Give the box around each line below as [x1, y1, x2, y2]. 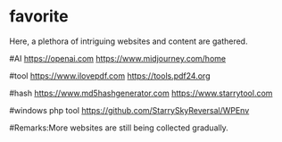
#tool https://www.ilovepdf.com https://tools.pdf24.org [9, 70, 211, 81]
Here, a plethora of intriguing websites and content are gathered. [9, 36, 248, 46]
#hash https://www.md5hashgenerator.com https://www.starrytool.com [9, 88, 273, 98]
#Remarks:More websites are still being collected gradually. [9, 122, 229, 133]
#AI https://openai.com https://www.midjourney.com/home [9, 53, 226, 63]
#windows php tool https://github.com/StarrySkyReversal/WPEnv [9, 104, 250, 115]
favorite [9, 6, 69, 27]
